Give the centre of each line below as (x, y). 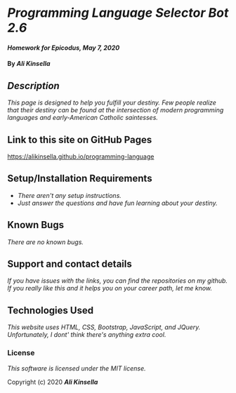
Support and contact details (70, 264)
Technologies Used (50, 310)
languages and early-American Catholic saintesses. (83, 118)
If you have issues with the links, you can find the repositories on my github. (118, 281)
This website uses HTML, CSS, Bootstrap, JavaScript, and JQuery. (104, 327)
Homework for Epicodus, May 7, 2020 (64, 48)
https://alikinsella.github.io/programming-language (81, 156)
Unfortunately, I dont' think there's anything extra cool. (87, 335)
